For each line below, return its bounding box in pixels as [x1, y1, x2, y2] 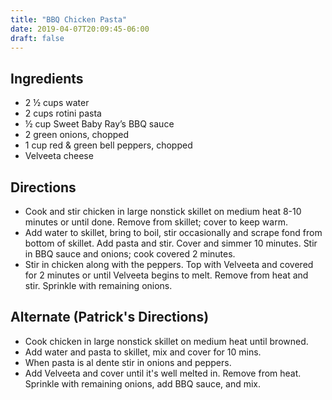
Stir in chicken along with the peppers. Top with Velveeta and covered [24, 259, 314, 270]
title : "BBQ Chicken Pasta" [10, 14, 128, 25]
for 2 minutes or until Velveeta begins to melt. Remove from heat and [24, 269, 309, 281]
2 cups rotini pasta [24, 107, 102, 120]
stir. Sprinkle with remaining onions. [24, 280, 173, 291]
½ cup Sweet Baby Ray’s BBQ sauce [24, 118, 175, 130]
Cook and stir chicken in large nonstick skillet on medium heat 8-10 [24, 206, 302, 217]
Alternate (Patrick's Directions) [10, 309, 210, 326]
